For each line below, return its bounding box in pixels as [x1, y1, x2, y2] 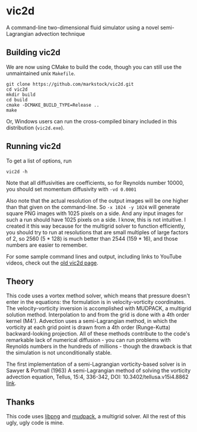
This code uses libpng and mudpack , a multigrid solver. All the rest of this [6, 413, 186, 420]
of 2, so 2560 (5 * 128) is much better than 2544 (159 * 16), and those [6, 235, 178, 242]
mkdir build [6, 91, 36, 98]
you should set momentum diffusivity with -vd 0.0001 [6, 185, 136, 192]
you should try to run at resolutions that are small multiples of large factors [6, 228, 189, 236]
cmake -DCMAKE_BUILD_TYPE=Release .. [6, 102, 100, 108]
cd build [6, 97, 28, 102]
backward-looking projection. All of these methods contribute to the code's [6, 330, 190, 337]
